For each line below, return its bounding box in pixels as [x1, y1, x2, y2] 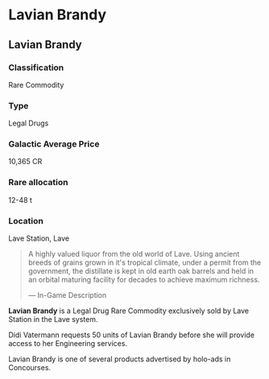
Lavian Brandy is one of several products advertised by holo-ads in [8, 354, 231, 364]
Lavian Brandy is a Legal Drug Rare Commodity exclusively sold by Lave [8, 306, 250, 315]
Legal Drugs [8, 118, 49, 128]
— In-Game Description [27, 290, 107, 300]
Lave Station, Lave [8, 233, 70, 243]
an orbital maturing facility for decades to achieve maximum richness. [27, 275, 260, 285]
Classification [8, 62, 64, 73]
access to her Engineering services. [8, 339, 127, 348]
